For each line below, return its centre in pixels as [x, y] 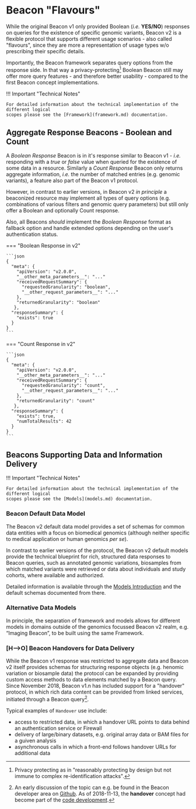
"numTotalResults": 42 [44, 421]
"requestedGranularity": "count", [64, 386]
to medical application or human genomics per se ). [67, 539]
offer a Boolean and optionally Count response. [63, 211]
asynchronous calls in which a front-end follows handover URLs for [95, 746]
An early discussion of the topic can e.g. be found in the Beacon [92, 787]
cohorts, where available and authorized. [55, 575]
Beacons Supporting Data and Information [84, 455]
